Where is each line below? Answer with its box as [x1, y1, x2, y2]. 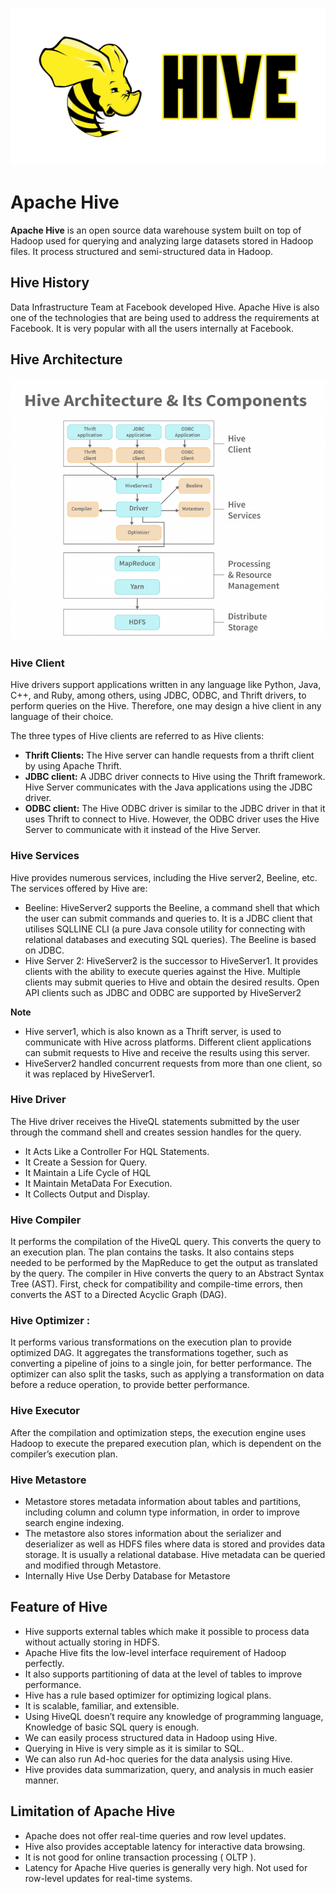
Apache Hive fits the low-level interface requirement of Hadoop [24, 1646, 287, 1658]
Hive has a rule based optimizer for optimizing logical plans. [24, 1689, 272, 1701]
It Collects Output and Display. [24, 1188, 150, 1200]
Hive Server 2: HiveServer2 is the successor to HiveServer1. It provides [24, 954, 319, 967]
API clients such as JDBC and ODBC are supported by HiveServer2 [24, 986, 302, 998]
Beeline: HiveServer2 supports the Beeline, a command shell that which [24, 901, 320, 913]
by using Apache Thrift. [24, 760, 122, 772]
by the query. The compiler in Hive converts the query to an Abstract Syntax [10, 1268, 325, 1280]
